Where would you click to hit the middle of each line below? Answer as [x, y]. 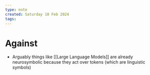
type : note [16, 10]
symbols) [22, 68]
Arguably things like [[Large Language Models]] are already [73, 57]
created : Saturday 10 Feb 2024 [37, 14]
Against [21, 43]
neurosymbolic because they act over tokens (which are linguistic [79, 62]
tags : [11, 19]
